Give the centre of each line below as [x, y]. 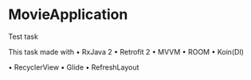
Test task [23, 36]
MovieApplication [68, 15]
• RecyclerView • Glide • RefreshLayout [74, 67]
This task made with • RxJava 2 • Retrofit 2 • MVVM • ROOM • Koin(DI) [126, 51]
